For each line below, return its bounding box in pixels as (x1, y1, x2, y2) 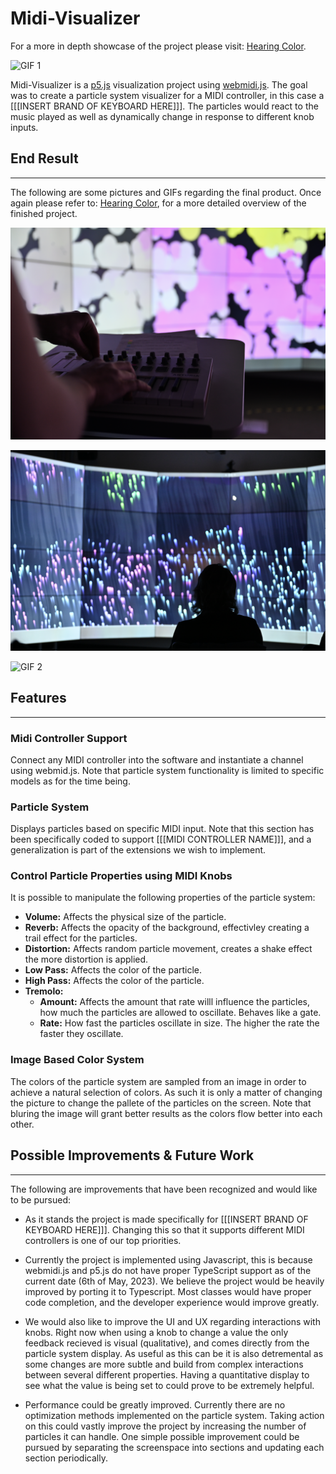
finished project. (10, 207, 78, 219)
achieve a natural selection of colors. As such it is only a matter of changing (10, 1086, 323, 1098)
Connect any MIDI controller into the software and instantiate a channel (10, 753, 304, 766)
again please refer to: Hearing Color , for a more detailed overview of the (10, 197, 307, 209)
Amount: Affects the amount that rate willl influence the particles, (39, 996, 311, 1008)
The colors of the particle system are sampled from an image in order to (10, 1075, 307, 1087)
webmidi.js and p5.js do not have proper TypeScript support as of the (24, 1264, 312, 1276)
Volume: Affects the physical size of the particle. (24, 911, 227, 923)
